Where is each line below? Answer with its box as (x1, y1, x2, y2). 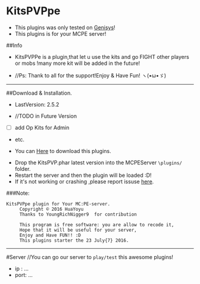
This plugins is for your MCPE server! (14, 30, 107, 37)
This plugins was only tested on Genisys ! (14, 24, 115, 31)
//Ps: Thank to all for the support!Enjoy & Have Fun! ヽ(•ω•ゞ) (14, 71, 167, 79)
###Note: (6, 189, 30, 196)
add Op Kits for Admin (14, 124, 70, 131)
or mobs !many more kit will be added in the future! (14, 60, 140, 67)
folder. (14, 166, 31, 172)
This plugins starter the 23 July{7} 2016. (19, 238, 129, 244)
